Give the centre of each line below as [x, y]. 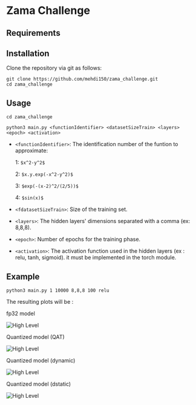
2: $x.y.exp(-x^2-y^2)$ [44, 174]
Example [23, 276]
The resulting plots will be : [40, 302]
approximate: [31, 151]
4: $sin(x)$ [29, 198]
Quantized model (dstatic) [39, 384]
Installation [28, 53]
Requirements [33, 33]
